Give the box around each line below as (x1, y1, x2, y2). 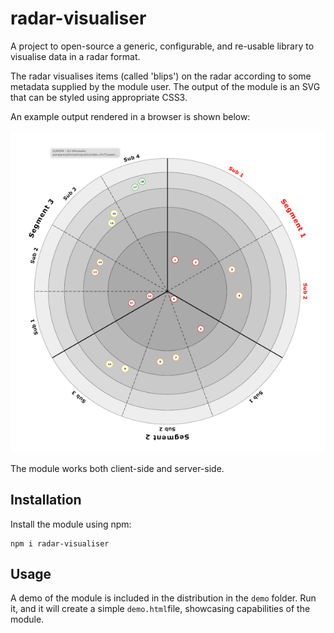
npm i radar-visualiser (10, 538, 110, 549)
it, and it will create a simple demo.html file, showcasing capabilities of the (10, 603, 311, 615)
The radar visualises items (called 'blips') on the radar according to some (10, 70, 312, 82)
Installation (10, 492, 82, 509)
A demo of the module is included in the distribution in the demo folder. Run (10, 592, 317, 604)
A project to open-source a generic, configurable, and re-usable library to (10, 40, 315, 52)
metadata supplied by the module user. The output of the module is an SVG (10, 80, 321, 92)
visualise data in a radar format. (10, 50, 141, 62)
